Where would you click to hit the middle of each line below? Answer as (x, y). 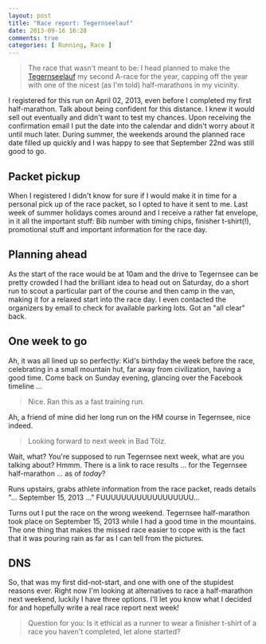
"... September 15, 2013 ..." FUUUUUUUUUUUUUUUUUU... (104, 497)
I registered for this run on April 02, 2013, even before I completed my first (130, 101)
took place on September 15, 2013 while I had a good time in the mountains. (132, 521)
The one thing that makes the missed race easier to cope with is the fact (127, 529)
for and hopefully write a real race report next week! (94, 608)
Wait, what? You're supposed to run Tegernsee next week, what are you (126, 456)
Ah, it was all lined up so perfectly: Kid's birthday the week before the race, (132, 361)
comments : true (33, 38)
